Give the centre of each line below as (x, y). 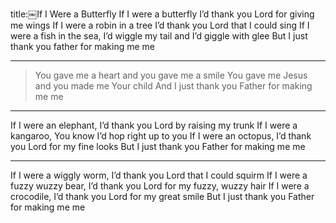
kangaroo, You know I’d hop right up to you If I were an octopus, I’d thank (161, 136)
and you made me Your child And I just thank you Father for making (173, 86)
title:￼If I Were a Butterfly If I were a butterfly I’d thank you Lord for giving (162, 14)
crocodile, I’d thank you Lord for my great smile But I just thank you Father (162, 196)
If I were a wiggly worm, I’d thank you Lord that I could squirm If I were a (159, 175)
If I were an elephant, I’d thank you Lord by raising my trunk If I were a (154, 125)
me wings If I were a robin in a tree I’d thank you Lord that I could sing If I (160, 25)
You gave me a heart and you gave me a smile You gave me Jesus (171, 75)
